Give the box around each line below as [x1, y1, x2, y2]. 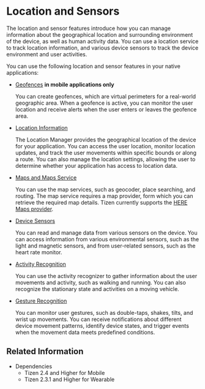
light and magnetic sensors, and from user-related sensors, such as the [15, 242, 196, 249]
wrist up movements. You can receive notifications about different [15, 315, 182, 323]
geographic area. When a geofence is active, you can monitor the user [15, 99, 193, 107]
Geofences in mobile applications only [15, 81, 114, 88]
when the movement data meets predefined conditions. [15, 328, 155, 336]
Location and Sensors [6, 4, 120, 18]
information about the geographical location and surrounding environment [6, 31, 193, 38]
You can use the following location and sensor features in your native [6, 62, 181, 70]
